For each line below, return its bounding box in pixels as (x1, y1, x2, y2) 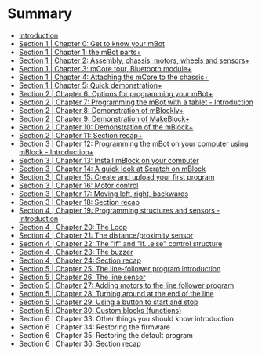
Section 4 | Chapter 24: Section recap (18, 256, 142, 265)
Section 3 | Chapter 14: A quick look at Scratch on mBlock (18, 164, 206, 173)
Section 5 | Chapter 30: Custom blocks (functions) (18, 305, 182, 314)
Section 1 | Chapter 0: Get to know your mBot (18, 38, 166, 48)
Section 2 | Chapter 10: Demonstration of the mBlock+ (18, 122, 194, 132)
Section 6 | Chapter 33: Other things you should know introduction (18, 314, 235, 323)
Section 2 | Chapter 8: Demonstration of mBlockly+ (18, 105, 184, 114)
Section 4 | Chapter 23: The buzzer (18, 247, 133, 256)
